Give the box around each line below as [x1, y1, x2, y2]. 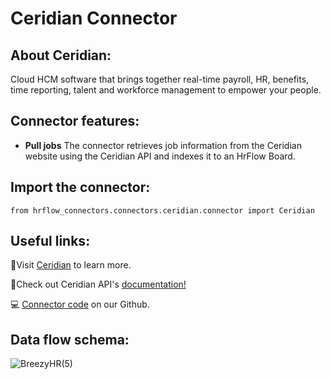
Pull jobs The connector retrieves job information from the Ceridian [24, 139, 302, 151]
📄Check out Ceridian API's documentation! [10, 278, 187, 291]
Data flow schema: [10, 331, 130, 348]
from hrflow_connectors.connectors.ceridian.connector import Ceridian [10, 205, 315, 216]
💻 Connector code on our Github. [10, 298, 150, 311]
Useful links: [10, 233, 91, 250]
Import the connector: [10, 179, 151, 196]
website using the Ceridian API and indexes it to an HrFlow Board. [24, 150, 296, 162]
